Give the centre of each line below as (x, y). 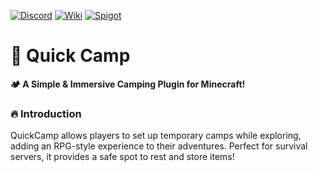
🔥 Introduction (46, 113)
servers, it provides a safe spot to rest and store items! (122, 157)
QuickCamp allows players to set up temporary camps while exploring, (156, 136)
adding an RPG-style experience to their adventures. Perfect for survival (159, 146)
